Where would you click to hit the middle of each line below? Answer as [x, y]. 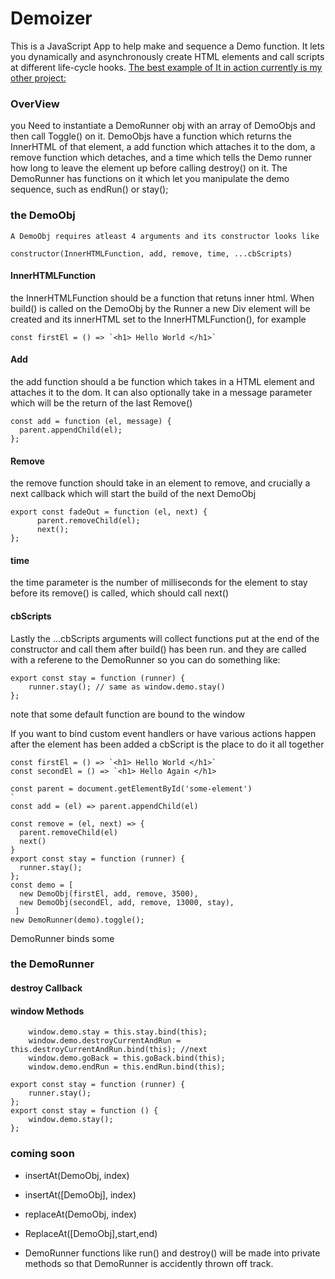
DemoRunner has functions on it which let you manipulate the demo [150, 179]
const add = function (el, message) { [91, 421]
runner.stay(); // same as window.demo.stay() [127, 687]
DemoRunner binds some [62, 938]
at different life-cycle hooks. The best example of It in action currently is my [166, 67]
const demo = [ [42, 885]
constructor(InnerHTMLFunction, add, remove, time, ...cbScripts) [151, 253]
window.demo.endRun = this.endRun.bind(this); [127, 1067]
